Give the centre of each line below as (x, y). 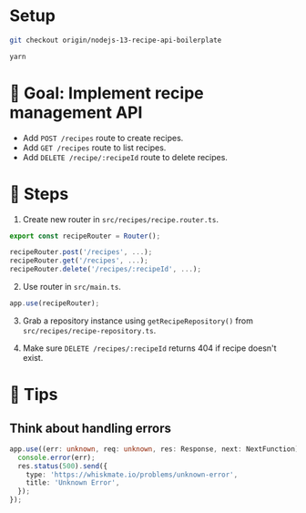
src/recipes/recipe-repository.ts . (89, 330)
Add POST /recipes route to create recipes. (103, 138)
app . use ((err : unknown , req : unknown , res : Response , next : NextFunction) (154, 449)
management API (76, 113)
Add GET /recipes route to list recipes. (94, 148)
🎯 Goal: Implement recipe (107, 93)
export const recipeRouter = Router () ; (85, 236)
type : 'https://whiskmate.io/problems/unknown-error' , (132, 475)
